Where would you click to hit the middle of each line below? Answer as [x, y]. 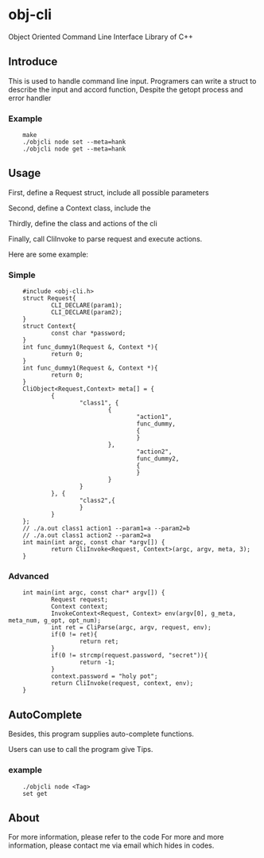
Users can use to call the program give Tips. [81, 750]
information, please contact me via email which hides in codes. [111, 845]
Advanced [29, 577]
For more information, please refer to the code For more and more [116, 837]
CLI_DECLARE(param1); [87, 306]
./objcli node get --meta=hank [74, 149]
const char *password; [88, 333]
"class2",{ [97, 501]
